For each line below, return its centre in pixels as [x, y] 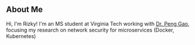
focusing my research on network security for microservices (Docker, [90, 30]
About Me [24, 10]
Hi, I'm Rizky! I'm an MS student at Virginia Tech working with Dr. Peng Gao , [98, 23]
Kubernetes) [21, 36]
